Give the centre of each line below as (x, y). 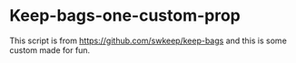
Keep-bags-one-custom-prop (125, 16)
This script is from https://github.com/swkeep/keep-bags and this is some (148, 40)
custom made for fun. (50, 49)
